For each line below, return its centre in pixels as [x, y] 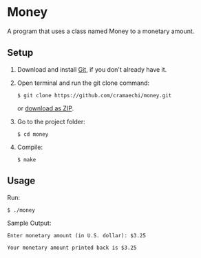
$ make [27, 159]
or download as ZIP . [45, 108]
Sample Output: [29, 223]
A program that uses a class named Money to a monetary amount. [101, 31]
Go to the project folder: [51, 121]
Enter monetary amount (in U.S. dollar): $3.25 [77, 235]
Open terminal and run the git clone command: [83, 83]
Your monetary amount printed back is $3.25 [72, 248]
